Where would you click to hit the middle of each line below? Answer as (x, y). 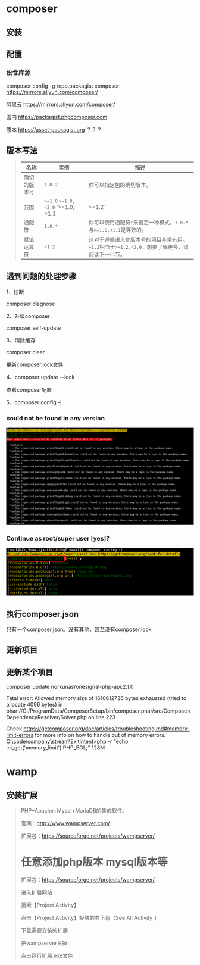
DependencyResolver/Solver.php (47, 717)
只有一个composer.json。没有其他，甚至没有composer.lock (79, 629)
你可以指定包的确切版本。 (120, 185)
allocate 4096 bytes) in (35, 705)
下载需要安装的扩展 (44, 930)
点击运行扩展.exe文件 (47, 956)
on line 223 (102, 717)
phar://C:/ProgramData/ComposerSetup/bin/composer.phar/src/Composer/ (99, 711)
